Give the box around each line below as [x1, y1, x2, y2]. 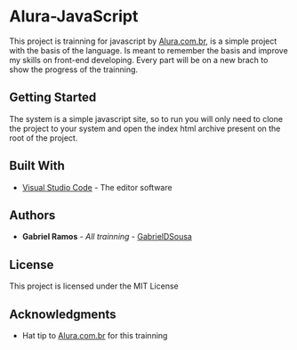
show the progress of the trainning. [9, 64, 139, 75]
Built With [9, 159, 65, 174]
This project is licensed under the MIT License [9, 281, 180, 291]
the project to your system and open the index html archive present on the [9, 123, 281, 134]
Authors [9, 208, 56, 223]
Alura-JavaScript [9, 6, 139, 27]
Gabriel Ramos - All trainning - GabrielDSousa [21, 232, 193, 242]
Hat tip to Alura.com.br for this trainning [21, 330, 168, 340]
